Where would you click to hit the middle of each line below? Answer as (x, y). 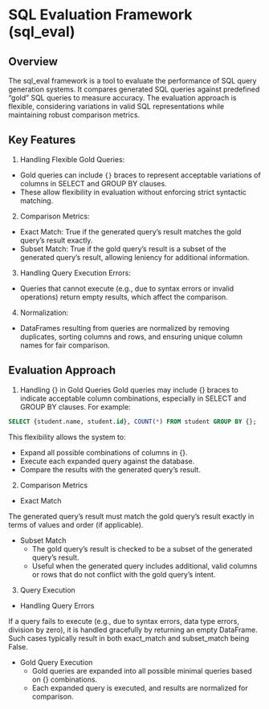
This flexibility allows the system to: (67, 437)
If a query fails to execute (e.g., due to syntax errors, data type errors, (124, 621)
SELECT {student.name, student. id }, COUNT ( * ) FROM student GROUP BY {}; (132, 422)
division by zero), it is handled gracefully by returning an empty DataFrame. (133, 630)
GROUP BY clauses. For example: (75, 406)
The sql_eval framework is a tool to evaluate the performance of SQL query (132, 81)
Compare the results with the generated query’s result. (110, 469)
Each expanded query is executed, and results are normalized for (140, 687)
